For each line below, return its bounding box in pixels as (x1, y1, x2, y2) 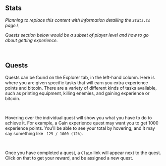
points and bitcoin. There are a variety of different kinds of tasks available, (5, 85, 157, 91)
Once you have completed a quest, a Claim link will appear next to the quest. (5, 150, 162, 156)
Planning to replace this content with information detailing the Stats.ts (5, 17, 151, 23)
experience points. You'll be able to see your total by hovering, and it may (5, 125, 155, 131)
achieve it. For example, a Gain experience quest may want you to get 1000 (5, 120, 159, 126)
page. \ (5, 22, 19, 28)
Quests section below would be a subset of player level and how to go (5, 32, 149, 38)
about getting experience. (5, 37, 58, 43)
